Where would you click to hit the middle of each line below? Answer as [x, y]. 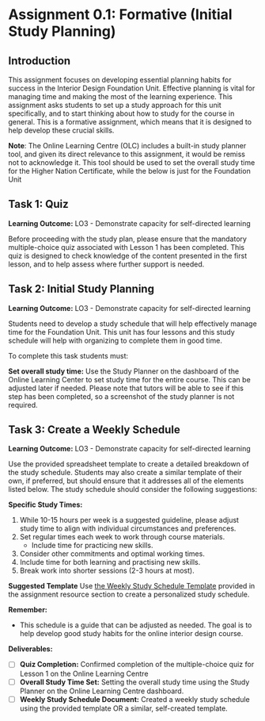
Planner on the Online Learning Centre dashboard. [102, 691]
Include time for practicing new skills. [92, 546]
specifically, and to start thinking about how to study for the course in [121, 113]
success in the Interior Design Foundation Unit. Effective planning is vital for [132, 88]
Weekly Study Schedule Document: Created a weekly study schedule [135, 699]
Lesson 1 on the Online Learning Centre [84, 673]
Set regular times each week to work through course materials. [122, 537]
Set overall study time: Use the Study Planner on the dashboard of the [124, 371]
